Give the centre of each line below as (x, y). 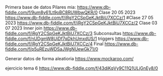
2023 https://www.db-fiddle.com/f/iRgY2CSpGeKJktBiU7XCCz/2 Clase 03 (81, 23)
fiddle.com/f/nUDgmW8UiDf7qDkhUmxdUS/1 (51, 38)
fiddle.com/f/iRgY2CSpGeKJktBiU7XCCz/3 (49, 33)
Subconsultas (108, 33)
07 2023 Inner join (24, 28)
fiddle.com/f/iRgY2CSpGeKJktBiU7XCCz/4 (49, 44)
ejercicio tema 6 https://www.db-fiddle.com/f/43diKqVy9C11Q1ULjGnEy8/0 (82, 68)
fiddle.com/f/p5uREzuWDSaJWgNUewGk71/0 (52, 49)
